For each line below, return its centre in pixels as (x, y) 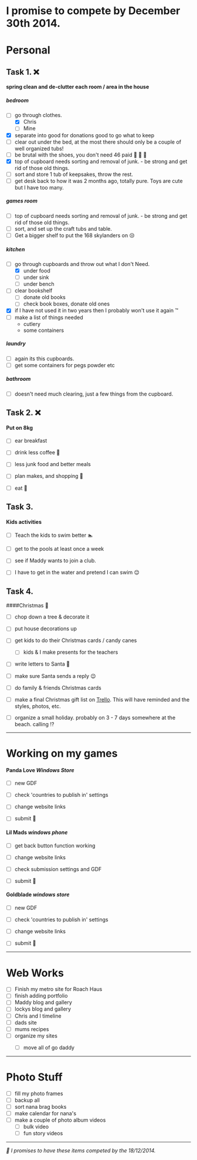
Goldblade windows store (38, 895)
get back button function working (55, 845)
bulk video (36, 1127)
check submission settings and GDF (58, 869)
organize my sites (36, 1036)
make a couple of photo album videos (60, 1120)
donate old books (44, 297)
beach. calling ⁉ (34, 724)
